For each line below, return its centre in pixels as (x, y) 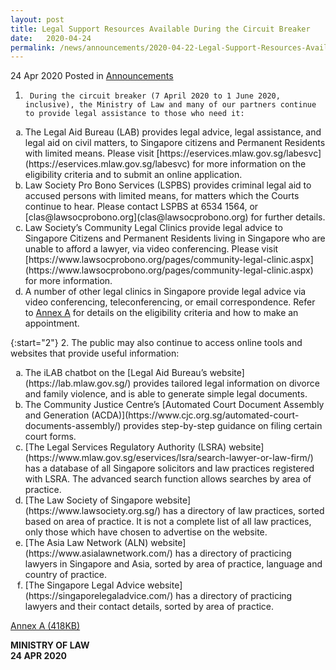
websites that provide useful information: (95, 353)
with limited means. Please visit (89, 153)
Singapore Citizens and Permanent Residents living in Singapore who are (175, 238)
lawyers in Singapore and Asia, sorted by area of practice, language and (173, 564)
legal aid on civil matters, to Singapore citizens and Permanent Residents (175, 143)
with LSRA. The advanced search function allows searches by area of (168, 479)
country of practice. (65, 575)
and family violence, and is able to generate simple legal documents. (166, 394)
